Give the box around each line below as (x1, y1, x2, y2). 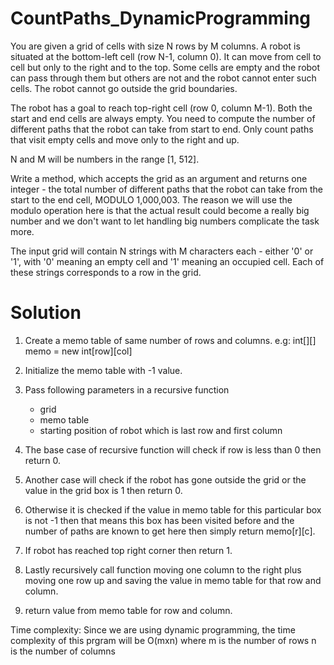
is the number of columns (10, 645, 116, 657)
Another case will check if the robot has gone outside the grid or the (24, 473, 307, 486)
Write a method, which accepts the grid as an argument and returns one (10, 172, 308, 184)
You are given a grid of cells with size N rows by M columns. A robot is (10, 40, 301, 52)
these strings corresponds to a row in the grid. (10, 266, 202, 278)
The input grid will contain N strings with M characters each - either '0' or (10, 245, 314, 257)
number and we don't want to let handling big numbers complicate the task (10, 215, 320, 227)
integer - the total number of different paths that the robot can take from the (10, 183, 323, 195)
